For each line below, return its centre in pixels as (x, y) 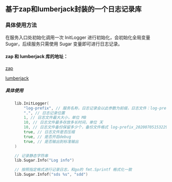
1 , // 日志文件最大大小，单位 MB (55, 118)
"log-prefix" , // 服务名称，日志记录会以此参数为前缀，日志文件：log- (92, 108)
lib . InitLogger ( (32, 103)
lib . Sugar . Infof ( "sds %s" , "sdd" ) (51, 175)
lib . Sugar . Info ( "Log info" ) (44, 160)
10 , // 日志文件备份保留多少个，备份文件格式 (66, 128)
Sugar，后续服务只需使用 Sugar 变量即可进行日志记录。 (64, 44)
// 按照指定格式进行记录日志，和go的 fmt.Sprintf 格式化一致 (73, 170)
